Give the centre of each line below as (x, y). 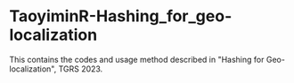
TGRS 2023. (81, 69)
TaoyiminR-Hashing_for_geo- (121, 16)
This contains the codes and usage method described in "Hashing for (137, 59)
